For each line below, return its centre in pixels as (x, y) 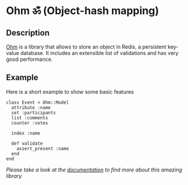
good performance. (29, 59)
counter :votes (30, 123)
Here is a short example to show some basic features (70, 91)
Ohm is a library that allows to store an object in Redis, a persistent (86, 47)
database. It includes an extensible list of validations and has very (100, 53)
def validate (27, 143)
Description (28, 32)
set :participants (34, 112)
